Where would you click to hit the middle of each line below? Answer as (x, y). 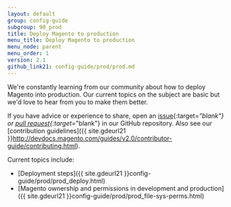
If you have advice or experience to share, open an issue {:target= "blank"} (116, 116)
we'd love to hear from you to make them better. (78, 102)
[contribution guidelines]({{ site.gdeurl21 (67, 130)
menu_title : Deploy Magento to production (71, 40)
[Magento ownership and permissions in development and (103, 188)
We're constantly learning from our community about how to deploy (107, 86)
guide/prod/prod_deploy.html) (61, 181)
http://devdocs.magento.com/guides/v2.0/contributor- (92, 138)
